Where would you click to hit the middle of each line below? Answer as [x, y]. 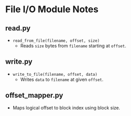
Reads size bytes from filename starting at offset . [73, 46]
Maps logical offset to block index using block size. [67, 107]
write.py [19, 62]
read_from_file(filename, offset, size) [56, 41]
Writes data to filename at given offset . [62, 79]
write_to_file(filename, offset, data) [55, 74]
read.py [18, 28]
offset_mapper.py [34, 95]
